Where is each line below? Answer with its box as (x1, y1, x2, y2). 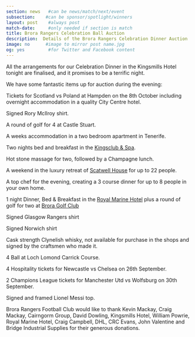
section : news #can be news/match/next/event (6, 8, 125, 15)
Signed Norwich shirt (6, 225, 58, 232)
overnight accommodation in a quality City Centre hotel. (6, 98, 142, 105)
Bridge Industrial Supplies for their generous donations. (6, 324, 140, 331)
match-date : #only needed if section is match (6, 25, 133, 31)
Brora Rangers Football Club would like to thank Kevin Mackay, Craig (6, 305, 172, 312)
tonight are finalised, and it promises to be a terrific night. (6, 69, 145, 76)
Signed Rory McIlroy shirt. (6, 109, 69, 116)
